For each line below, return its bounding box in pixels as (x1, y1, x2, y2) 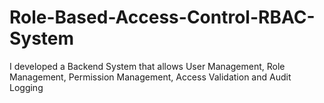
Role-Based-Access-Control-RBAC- (9, 6, 316, 29)
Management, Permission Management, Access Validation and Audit (9, 71, 292, 83)
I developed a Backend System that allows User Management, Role (9, 60, 286, 72)
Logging (9, 81, 44, 93)
